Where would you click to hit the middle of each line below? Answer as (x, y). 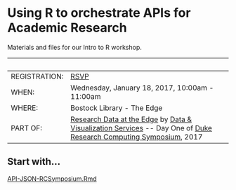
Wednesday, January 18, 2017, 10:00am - (142, 88)
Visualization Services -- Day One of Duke (141, 128)
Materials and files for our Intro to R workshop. (74, 47)
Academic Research (67, 28)
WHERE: (25, 108)
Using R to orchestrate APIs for (99, 13)
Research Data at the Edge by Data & (131, 119)
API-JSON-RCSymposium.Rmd (52, 178)
